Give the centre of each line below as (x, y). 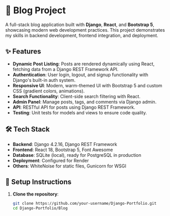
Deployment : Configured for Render (51, 160)
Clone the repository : (36, 194)
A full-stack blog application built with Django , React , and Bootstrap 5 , (80, 25)
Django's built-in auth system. (44, 80)
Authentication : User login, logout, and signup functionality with (80, 75)
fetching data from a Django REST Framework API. (65, 69)
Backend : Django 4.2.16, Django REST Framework (65, 144)
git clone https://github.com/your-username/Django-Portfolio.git (84, 204)
